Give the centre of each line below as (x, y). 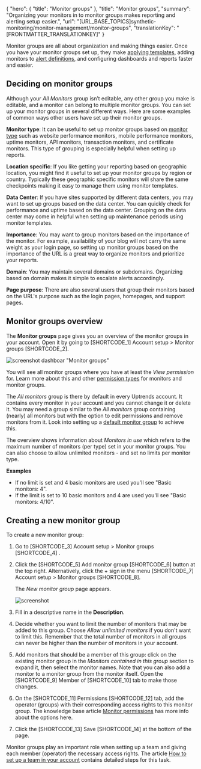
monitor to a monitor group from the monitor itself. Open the (89, 674)
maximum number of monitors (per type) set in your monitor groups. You (96, 446)
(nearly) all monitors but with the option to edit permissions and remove (94, 415)
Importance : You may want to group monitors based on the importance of (98, 234)
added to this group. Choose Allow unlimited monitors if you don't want (103, 630)
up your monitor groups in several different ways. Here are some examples (98, 111)
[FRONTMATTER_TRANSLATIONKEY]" (53, 34)
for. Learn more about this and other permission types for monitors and (94, 378)
